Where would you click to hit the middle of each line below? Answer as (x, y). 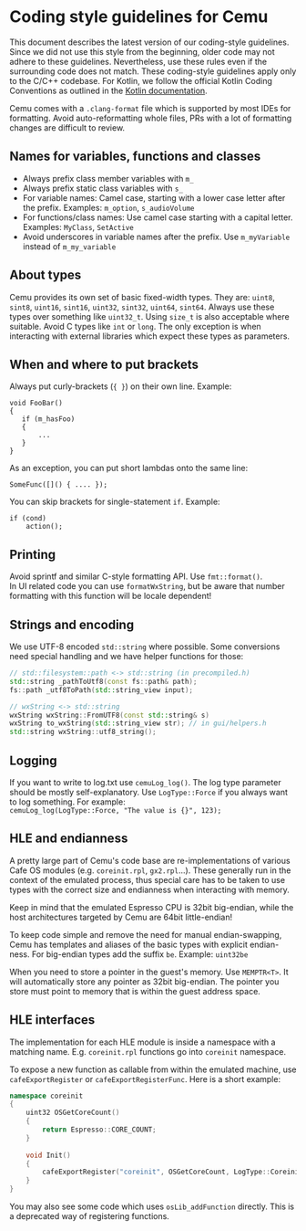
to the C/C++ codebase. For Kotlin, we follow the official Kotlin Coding (141, 80)
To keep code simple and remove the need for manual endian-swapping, (146, 934)
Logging (33, 760)
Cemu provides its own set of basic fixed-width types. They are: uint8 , (142, 297)
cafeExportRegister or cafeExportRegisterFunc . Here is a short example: (145, 1078)
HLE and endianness (69, 839)
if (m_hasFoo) (48, 419)
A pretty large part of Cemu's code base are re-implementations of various (150, 860)
